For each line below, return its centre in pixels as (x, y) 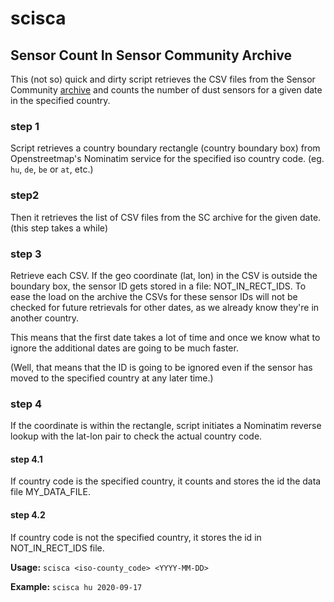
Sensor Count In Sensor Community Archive (151, 55)
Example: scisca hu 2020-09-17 (76, 586)
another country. (45, 318)
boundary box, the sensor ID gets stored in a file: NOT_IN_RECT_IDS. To (158, 286)
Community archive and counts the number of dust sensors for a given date (166, 90)
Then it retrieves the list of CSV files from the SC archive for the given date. (166, 217)
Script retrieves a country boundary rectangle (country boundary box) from (165, 148)
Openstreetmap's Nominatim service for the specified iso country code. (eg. (167, 159)
